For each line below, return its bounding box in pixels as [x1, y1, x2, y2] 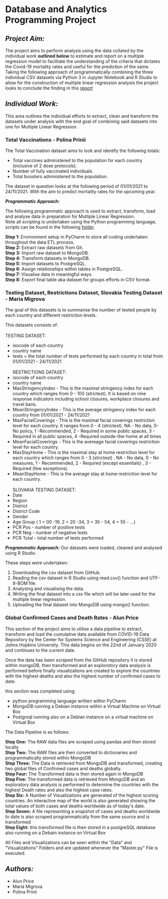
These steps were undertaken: [5, 560, 69, 566]
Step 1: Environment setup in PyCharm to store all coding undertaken [5, 234, 148, 240]
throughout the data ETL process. [5, 239, 75, 245]
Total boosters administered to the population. [12, 174, 108, 180]
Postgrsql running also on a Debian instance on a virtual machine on [12, 714, 153, 720]
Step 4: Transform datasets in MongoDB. [5, 255, 90, 261]
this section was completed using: [5, 688, 76, 694]
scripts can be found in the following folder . [5, 224, 95, 230]
